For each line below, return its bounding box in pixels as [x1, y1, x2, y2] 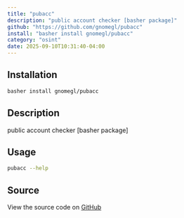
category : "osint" [7, 37, 61, 44]
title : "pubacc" [7, 10, 55, 18]
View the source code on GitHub [7, 203, 102, 211]
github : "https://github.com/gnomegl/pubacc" [7, 23, 143, 30]
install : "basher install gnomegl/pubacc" [7, 30, 133, 37]
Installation [7, 69, 58, 81]
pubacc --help [7, 165, 49, 172]
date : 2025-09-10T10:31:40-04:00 [7, 43, 105, 50]
